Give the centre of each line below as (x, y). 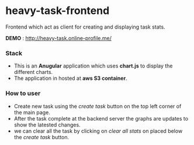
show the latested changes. (47, 125)
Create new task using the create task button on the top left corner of (98, 106)
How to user (23, 93)
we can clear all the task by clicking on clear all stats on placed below (98, 131)
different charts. (33, 72)
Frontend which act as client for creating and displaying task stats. (85, 27)
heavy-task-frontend (58, 11)
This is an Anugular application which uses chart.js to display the (93, 66)
